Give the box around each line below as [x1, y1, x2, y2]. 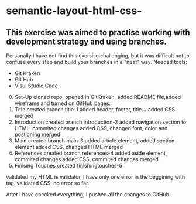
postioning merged [14, 131, 60, 138]
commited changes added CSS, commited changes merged [14, 156, 159, 162]
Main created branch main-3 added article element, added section [14, 137, 175, 144]
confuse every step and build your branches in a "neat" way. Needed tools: [6, 59, 187, 65]
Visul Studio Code [14, 82, 59, 89]
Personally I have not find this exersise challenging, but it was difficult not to [6, 52, 190, 59]
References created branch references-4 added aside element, [14, 149, 167, 157]
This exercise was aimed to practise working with [6, 28, 190, 38]
